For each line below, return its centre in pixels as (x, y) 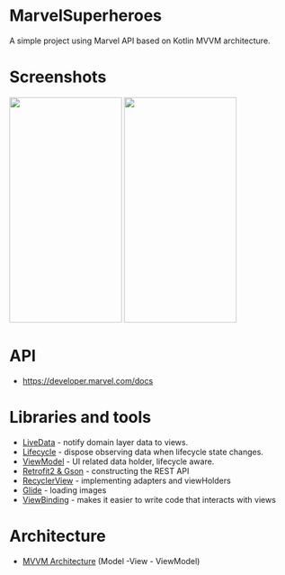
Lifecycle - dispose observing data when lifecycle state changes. (142, 452)
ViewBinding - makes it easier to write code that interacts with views (149, 499)
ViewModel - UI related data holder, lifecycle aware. (118, 461)
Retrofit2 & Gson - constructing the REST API (106, 470)
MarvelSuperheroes (86, 16)
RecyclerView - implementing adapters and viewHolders (126, 480)
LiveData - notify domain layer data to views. (105, 442)
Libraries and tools (80, 417)
